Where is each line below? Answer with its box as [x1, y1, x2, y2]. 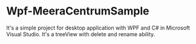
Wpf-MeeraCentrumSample [6, 4, 149, 18]
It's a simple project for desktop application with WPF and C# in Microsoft [6, 24, 191, 31]
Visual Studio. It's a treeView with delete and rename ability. [6, 30, 155, 37]
